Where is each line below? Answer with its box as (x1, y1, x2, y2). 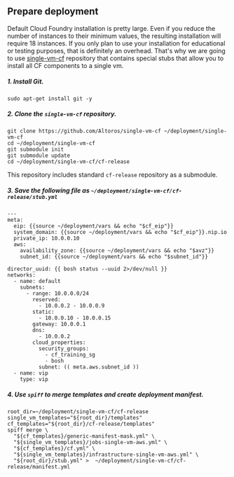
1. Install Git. (7, 77, 44, 86)
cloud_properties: (32, 339, 86, 346)
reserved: (32, 296, 61, 303)
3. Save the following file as (7, 186, 90, 195)
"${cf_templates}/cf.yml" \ (13, 445, 96, 452)
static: (32, 308, 55, 315)
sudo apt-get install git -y (7, 95, 92, 102)
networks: (7, 271, 36, 279)
